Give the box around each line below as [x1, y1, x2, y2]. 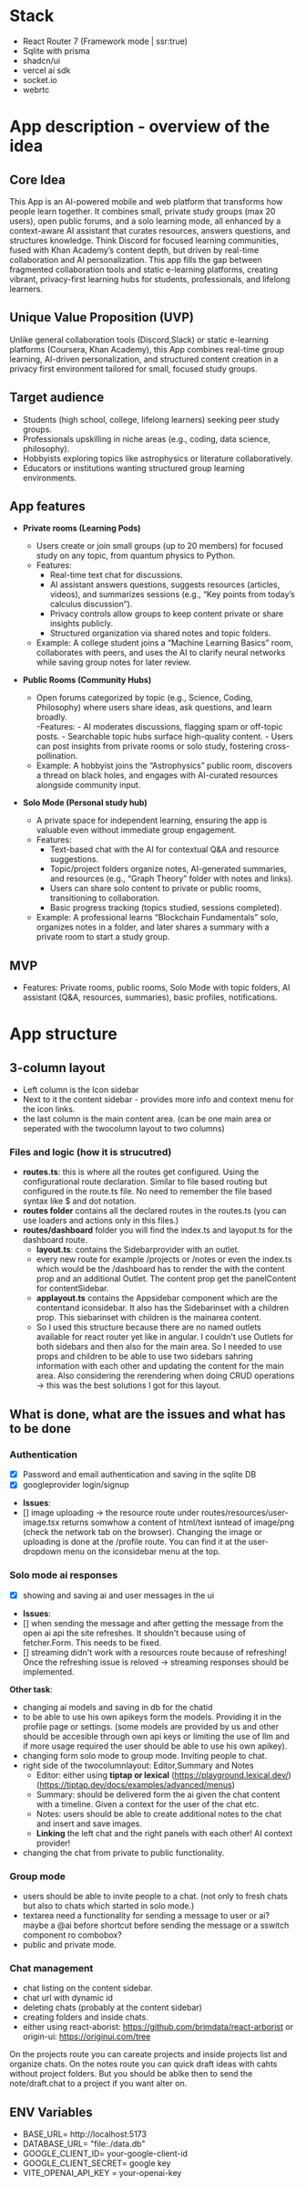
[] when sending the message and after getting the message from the [22, 1617, 284, 1628]
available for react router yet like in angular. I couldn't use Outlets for [36, 1331, 294, 1342]
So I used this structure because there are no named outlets [36, 1321, 261, 1333]
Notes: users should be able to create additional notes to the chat [36, 1808, 282, 1819]
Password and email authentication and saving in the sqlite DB [22, 1469, 257, 1480]
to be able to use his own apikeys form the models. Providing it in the [22, 1711, 282, 1722]
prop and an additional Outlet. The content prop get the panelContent [36, 1273, 297, 1284]
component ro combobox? [22, 1929, 123, 1940]
